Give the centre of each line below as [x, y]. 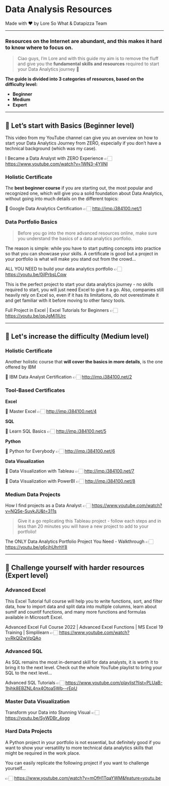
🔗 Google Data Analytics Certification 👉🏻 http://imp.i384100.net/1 [73, 209]
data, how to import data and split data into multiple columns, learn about [81, 606]
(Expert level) [27, 575]
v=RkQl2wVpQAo [23, 638]
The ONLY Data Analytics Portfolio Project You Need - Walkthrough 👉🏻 [79, 541]
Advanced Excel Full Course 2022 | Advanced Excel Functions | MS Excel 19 [84, 627]
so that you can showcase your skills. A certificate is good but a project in [82, 253]
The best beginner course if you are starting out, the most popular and [79, 188]
